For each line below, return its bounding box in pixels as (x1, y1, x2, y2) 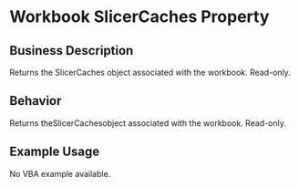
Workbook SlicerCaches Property (9, 6, 270, 27)
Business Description (9, 43, 134, 58)
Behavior (9, 93, 62, 109)
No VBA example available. (9, 168, 111, 179)
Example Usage (9, 144, 100, 160)
